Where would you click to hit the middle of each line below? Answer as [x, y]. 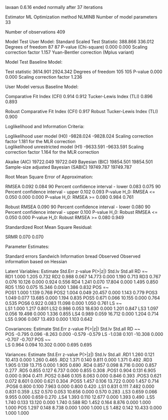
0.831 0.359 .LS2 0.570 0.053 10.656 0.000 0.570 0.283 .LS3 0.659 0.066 [81, 392]
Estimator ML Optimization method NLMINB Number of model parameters [81, 17]
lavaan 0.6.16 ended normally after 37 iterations [54, 7]
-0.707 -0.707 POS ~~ [28, 339]
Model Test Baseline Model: [34, 62]
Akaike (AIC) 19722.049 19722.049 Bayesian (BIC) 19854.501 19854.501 [79, 162]
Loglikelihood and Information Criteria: [45, 126]
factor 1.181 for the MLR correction [40, 141]
